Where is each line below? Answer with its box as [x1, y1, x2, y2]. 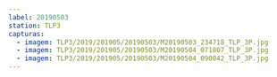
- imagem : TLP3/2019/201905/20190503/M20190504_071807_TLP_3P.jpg [16, 46, 269, 55]
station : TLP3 [8, 21, 62, 30]
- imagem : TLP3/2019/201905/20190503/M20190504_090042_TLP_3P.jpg [16, 54, 269, 63]
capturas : [8, 29, 46, 38]
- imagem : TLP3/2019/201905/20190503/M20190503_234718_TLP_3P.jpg [16, 37, 269, 47]
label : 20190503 [8, 12, 69, 22]
